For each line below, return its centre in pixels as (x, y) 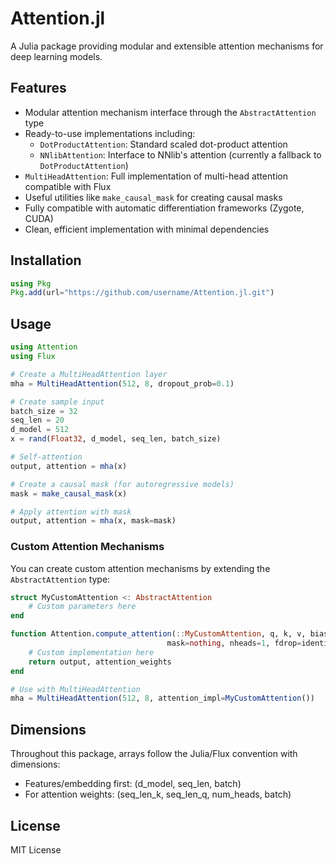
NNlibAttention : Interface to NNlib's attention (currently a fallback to (180, 154)
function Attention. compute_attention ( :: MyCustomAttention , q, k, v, (158, 634)
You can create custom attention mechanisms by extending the (140, 568)
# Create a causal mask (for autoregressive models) (122, 484)
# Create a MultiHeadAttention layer (89, 374)
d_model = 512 (40, 430)
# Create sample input (57, 402)
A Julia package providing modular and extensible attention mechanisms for (167, 46)
